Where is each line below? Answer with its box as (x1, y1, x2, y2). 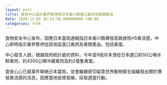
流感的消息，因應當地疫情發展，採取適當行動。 (13, 75, 110, 81)
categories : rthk (5, 21, 41, 26)
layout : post (5, 7, 32, 12)
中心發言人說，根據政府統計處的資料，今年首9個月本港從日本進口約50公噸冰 (5, 52, 162, 58)
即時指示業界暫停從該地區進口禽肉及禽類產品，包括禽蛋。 (9, 42, 127, 47)
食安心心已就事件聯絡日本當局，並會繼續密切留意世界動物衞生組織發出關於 (5, 69, 158, 75)
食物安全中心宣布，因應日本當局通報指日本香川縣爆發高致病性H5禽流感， (5, 35, 155, 41)
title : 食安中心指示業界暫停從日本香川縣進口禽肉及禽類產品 (5, 12, 113, 17)
